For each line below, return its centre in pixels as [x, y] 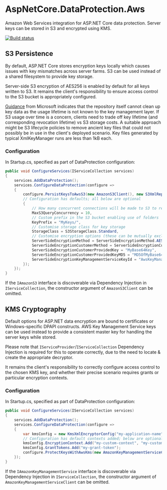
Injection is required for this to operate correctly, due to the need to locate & [83, 352]
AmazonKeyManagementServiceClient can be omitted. [57, 482]
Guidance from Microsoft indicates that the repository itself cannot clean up [83, 106]
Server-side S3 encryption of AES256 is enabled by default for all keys [78, 86]
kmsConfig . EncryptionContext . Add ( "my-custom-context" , [81, 443]
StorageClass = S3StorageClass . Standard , [75, 232]
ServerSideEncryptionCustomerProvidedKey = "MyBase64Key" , [94, 250]
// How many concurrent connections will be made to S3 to [94, 208]
